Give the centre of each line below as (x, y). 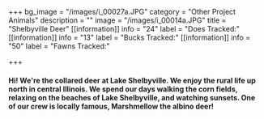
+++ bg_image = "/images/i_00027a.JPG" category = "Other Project (122, 12)
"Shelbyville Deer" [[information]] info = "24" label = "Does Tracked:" (124, 29)
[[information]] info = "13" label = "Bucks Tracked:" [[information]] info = (130, 37)
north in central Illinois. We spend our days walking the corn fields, (123, 89)
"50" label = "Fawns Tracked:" (60, 46)
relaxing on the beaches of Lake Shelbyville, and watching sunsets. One (132, 97)
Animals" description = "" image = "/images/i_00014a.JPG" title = (117, 20)
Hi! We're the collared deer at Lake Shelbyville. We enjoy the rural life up (132, 80)
